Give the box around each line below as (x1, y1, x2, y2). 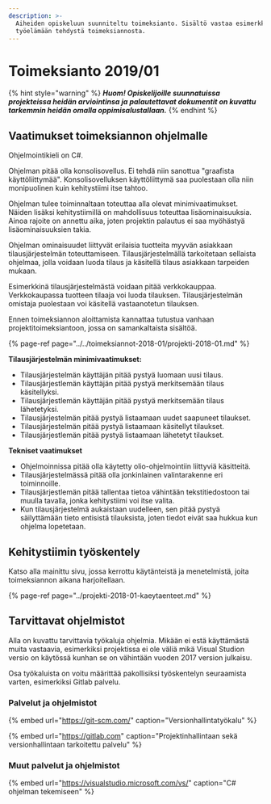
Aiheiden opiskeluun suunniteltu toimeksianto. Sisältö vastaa (15, 19, 232, 27)
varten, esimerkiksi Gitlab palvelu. (8, 676, 121, 687)
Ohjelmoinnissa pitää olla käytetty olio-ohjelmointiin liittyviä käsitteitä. (19, 461, 252, 471)
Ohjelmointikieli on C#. (8, 150, 83, 160)
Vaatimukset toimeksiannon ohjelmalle (8, 128, 208, 142)
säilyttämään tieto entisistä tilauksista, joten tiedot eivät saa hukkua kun (19, 513, 258, 523)
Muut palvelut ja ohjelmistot (8, 760, 120, 771)
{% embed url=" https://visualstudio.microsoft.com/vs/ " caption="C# (8, 778, 236, 788)
